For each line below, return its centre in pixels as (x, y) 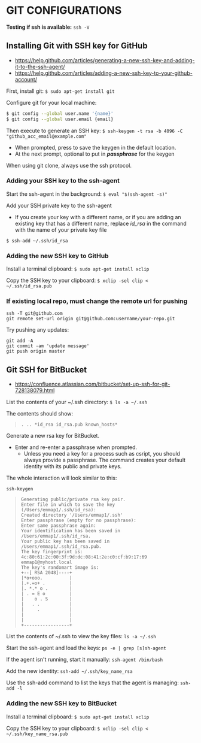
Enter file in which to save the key (68, 505)
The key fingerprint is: (52, 552)
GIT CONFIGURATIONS (64, 10)
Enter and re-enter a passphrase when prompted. (76, 447)
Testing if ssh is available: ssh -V (48, 27)
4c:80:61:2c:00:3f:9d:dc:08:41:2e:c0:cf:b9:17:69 (84, 557)
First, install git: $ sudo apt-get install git (60, 91)
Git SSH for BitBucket (47, 370)
